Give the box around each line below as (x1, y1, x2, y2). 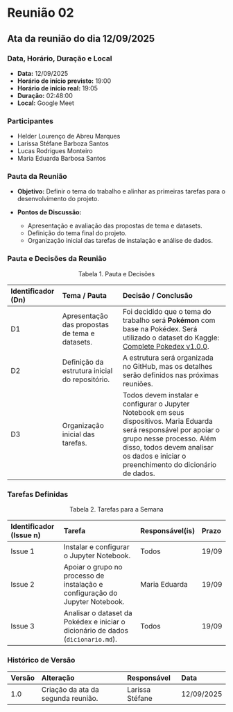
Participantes (7, 116, 54, 126)
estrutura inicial (62, 365, 113, 375)
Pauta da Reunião (7, 172, 67, 182)
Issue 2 (10, 580, 35, 590)
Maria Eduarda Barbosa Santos (17, 155, 106, 163)
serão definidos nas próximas (122, 370, 219, 380)
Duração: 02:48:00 (17, 91, 73, 100)
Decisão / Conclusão (122, 290, 193, 300)
